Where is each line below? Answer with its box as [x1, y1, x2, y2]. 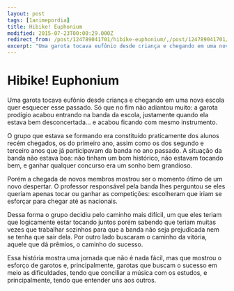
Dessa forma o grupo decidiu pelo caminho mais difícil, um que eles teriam [7, 210, 222, 218]
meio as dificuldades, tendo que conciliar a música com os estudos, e [7, 268, 208, 276]
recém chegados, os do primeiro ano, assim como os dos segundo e [7, 139, 204, 147]
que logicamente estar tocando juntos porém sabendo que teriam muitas [7, 218, 217, 226]
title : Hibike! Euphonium [7, 23, 82, 30]
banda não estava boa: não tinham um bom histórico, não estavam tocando [7, 154, 224, 162]
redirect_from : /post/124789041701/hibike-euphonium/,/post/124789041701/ [7, 36, 229, 43]
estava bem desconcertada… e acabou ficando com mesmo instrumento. [7, 118, 218, 126]
